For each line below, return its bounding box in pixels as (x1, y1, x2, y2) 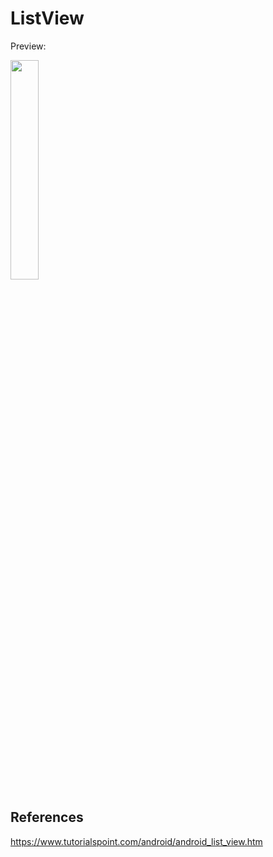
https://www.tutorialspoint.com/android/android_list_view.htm (10, 835, 263, 847)
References (10, 809, 84, 826)
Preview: (10, 40, 47, 52)
